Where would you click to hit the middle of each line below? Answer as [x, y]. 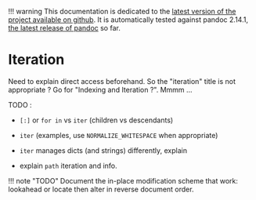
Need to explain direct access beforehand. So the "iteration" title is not [122, 81]
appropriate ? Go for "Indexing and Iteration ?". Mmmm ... [101, 89]
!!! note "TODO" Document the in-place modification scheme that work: [123, 180]
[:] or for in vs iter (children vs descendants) [96, 120]
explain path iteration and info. [68, 165]
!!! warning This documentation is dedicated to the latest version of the [122, 11]
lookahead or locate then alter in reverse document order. [101, 189]
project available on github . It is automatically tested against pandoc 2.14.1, [128, 20]
